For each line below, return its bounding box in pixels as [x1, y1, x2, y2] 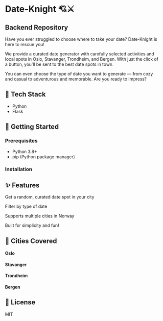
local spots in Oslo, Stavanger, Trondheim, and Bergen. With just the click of [5, 56, 159, 62]
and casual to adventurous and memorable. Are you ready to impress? [5, 76, 147, 82]
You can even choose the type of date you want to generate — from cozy [5, 71, 153, 76]
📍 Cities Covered [5, 237, 57, 245]
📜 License [5, 298, 36, 307]
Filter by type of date [5, 203, 47, 209]
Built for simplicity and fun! [5, 222, 60, 228]
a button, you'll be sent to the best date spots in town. [5, 61, 114, 67]
